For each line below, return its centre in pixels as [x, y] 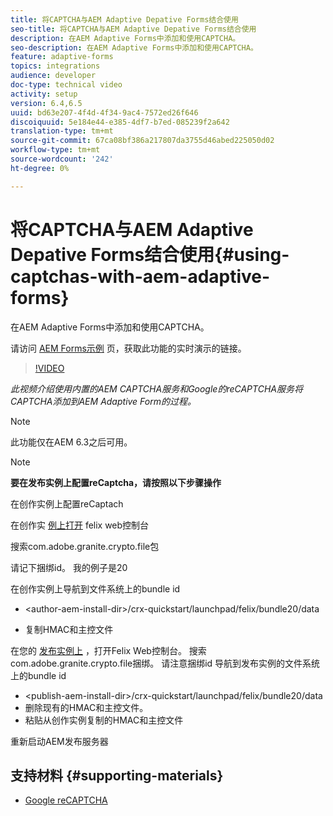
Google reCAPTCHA [66, 800]
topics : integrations [55, 66]
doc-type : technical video [66, 85]
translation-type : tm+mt [62, 131]
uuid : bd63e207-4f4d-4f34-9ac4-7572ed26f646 [104, 112]
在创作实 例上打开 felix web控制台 [80, 525]
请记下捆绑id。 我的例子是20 [69, 567]
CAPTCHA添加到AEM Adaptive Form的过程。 [103, 401]
